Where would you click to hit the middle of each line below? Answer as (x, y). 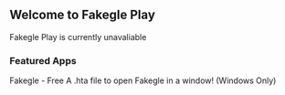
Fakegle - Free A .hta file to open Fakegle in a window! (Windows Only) (143, 80)
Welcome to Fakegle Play (82, 15)
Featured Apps (43, 60)
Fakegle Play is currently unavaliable (78, 37)
